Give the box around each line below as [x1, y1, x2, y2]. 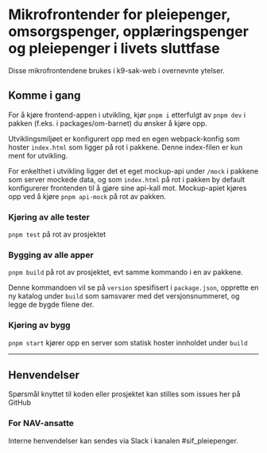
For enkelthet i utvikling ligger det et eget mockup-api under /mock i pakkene [8, 166, 259, 176]
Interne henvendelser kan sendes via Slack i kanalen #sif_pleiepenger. [8, 435, 238, 445]
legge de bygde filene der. [8, 300, 95, 310]
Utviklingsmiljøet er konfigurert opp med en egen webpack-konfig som [8, 134, 240, 143]
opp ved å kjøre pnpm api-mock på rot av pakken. [8, 191, 167, 201]
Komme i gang [8, 89, 81, 103]
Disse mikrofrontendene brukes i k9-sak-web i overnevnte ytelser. [8, 65, 225, 75]
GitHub [8, 398, 32, 408]
